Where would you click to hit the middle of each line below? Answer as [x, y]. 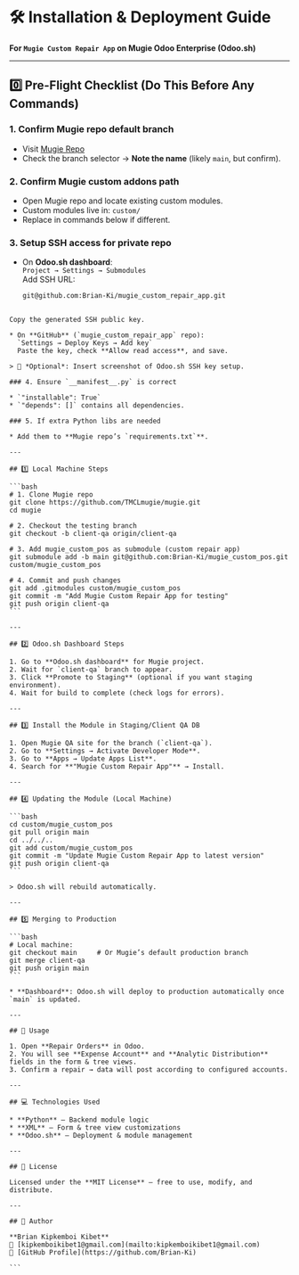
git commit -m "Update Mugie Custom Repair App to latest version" [137, 856]
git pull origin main [49, 833]
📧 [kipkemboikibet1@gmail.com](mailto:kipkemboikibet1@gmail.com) [135, 1245]
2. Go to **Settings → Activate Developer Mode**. [105, 751]
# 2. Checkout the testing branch [73, 526]
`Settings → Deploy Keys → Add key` [85, 343]
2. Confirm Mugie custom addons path [94, 181]
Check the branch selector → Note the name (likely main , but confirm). [151, 158]
